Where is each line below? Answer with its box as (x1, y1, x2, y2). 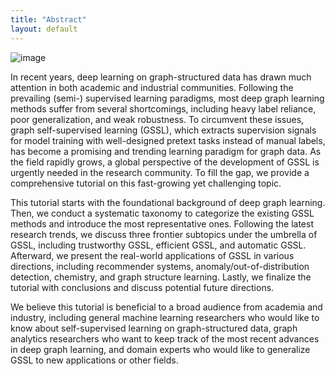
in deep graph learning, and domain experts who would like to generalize (10, 343, 311, 355)
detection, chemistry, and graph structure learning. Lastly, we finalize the (10, 271, 312, 283)
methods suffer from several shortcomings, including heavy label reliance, (10, 102, 317, 115)
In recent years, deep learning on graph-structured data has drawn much (10, 71, 312, 83)
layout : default (10, 24, 78, 34)
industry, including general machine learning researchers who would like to (10, 311, 320, 323)
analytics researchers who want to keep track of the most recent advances (10, 332, 320, 345)
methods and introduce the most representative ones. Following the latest (10, 217, 314, 230)
